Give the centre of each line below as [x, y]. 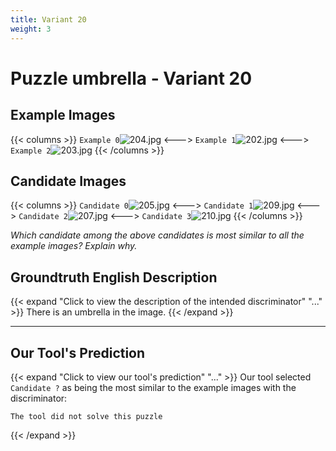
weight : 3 [31, 29]
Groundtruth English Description [114, 277]
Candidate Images [68, 181]
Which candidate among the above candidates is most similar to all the [157, 235]
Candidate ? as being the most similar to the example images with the [153, 387]
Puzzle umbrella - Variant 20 [131, 78]
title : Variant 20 [48, 19]
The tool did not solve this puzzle [86, 416]
